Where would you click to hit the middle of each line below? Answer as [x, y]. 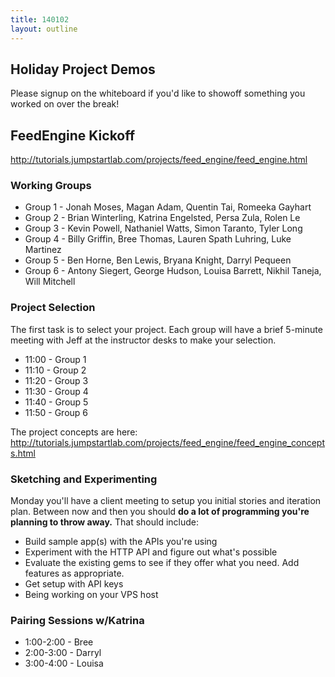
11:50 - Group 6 [56, 412]
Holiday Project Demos [83, 69]
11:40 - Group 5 [56, 402]
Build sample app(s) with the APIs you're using [121, 542]
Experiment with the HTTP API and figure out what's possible [151, 552]
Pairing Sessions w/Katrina [77, 620]
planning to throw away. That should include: [105, 522]
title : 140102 [40, 19]
